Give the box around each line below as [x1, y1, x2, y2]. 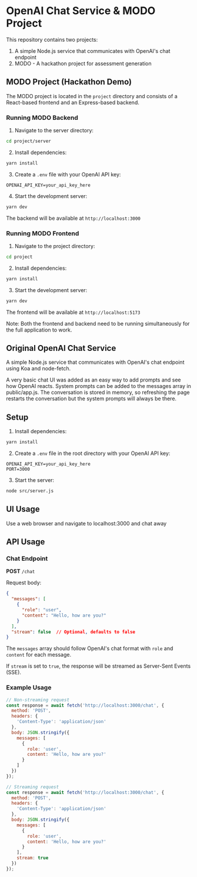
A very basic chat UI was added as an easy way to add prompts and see [6, 376, 181, 383]
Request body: [6, 579, 42, 586]
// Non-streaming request [6, 697, 69, 703]
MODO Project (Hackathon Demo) [6, 77, 132, 87]
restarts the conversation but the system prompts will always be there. [6, 395, 177, 402]
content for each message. [6, 651, 72, 658]
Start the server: [14, 477, 55, 484]
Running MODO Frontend [6, 229, 79, 237]
